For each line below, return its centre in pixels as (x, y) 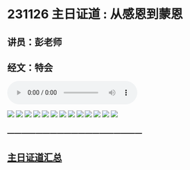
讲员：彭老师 (35, 42)
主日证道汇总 (35, 157)
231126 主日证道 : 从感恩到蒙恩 (95, 14)
